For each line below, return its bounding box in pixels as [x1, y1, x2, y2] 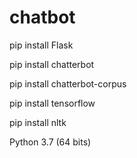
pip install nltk [9, 116, 67, 128]
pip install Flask [9, 39, 74, 51]
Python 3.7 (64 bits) [9, 136, 92, 148]
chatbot [9, 6, 76, 29]
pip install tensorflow [9, 97, 96, 109]
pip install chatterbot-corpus [9, 77, 127, 90]
